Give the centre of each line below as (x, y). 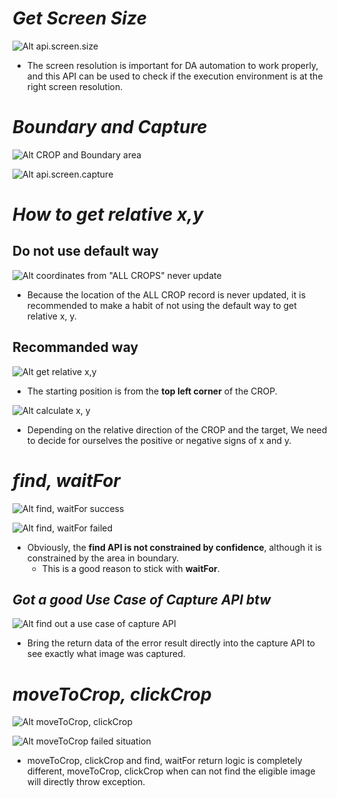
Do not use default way (85, 251)
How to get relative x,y (108, 214)
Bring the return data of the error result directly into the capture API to (170, 643)
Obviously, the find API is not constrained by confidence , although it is (174, 547)
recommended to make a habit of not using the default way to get (161, 305)
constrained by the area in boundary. (103, 558)
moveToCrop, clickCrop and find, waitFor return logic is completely (164, 761)
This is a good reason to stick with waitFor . (130, 568)
